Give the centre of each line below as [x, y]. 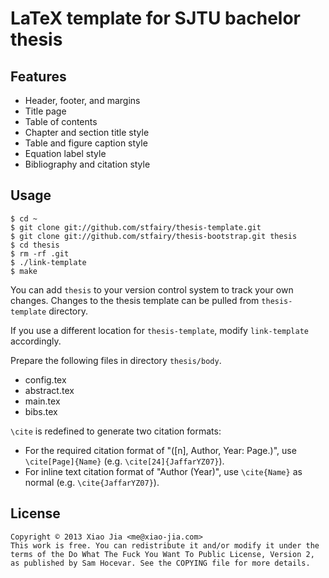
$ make [24, 271]
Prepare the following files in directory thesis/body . [116, 360]
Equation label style [65, 153]
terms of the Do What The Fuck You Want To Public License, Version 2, [162, 554]
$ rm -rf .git [40, 253]
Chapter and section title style [87, 132]
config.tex [45, 379]
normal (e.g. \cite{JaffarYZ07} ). [92, 482]
